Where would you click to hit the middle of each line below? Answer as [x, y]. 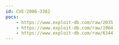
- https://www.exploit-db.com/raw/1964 [65, 28]
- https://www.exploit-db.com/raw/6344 [65, 33]
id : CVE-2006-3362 [28, 11]
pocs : [12, 17]
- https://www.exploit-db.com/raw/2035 [65, 22]
